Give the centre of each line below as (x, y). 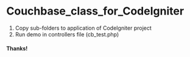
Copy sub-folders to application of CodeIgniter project (83, 28)
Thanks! (17, 48)
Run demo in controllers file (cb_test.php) (67, 34)
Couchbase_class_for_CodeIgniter (95, 11)
